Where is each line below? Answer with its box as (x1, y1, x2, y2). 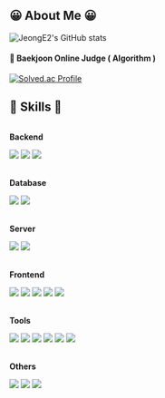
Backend (9, 131, 44, 142)
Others (9, 361, 36, 372)
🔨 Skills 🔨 (9, 100, 63, 115)
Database (9, 177, 47, 188)
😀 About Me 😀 (9, 8, 97, 24)
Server (9, 223, 36, 234)
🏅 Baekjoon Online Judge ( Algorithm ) (9, 53, 157, 63)
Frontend (9, 268, 45, 280)
